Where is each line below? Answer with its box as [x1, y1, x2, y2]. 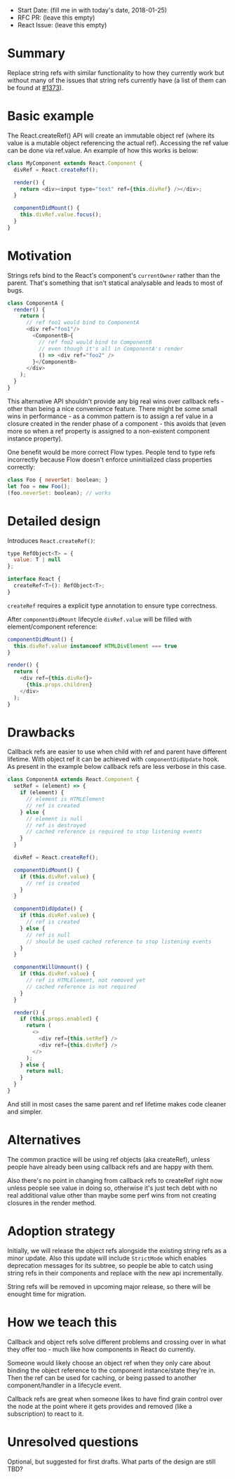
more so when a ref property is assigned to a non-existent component [7, 427, 210, 435]
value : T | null [13, 556, 61, 563]
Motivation [7, 248, 72, 264]
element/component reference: [7, 622, 98, 631]
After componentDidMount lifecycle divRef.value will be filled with [7, 615, 192, 623]
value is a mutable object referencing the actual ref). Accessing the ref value [7, 138, 229, 147]
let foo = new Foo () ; [7, 483, 71, 490]
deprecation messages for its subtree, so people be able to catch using [7, 1261, 213, 1269]
